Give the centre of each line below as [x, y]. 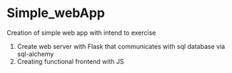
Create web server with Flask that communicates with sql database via [121, 46]
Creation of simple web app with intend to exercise [81, 33]
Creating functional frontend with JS [70, 61]
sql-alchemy [35, 54]
